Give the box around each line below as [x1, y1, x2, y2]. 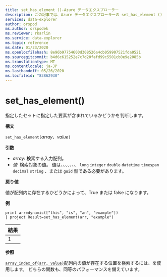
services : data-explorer [5, 17, 58, 22]
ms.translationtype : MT [5, 59, 55, 64]
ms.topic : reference [5, 40, 49, 45]
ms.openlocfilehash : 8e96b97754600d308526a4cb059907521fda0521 [5, 50, 141, 55]
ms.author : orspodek [5, 26, 49, 31]
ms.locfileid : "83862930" [5, 73, 60, 78]
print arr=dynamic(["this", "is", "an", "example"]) [5, 210, 119, 215]
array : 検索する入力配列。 [12, 155, 67, 161]
